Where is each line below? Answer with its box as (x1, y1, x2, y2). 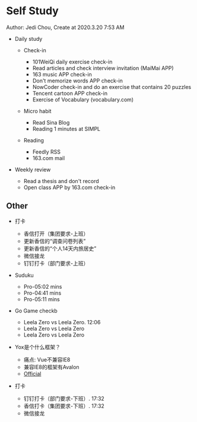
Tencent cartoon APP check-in (32, 89, 108, 97)
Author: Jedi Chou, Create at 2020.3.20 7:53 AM (6, 24, 125, 31)
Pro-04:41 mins (23, 289, 62, 296)
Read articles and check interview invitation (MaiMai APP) (32, 64, 174, 72)
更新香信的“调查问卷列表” (23, 237, 86, 244)
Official (23, 370, 42, 377)
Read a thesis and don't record (23, 177, 99, 184)
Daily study (14, 35, 43, 42)
